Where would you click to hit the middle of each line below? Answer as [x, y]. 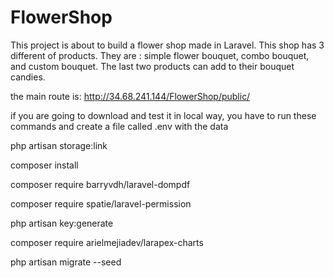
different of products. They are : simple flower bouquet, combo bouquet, [160, 55]
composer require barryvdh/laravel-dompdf [100, 184]
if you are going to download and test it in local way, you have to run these [163, 115]
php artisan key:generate [62, 223]
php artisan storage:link [59, 145]
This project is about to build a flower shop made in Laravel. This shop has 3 [167, 45]
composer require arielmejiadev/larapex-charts [107, 242]
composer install [44, 165]
